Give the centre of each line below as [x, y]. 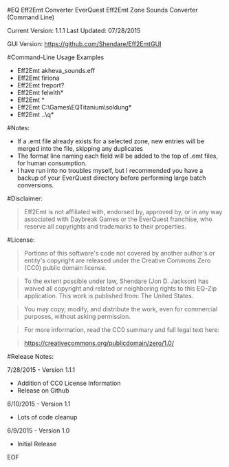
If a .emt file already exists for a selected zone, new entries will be [111, 141]
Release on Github [43, 391]
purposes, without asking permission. [77, 316]
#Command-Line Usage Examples [56, 57]
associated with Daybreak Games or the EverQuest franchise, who [118, 219]
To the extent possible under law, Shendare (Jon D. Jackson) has [116, 281]
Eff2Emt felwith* [40, 93]
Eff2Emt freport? [41, 85]
